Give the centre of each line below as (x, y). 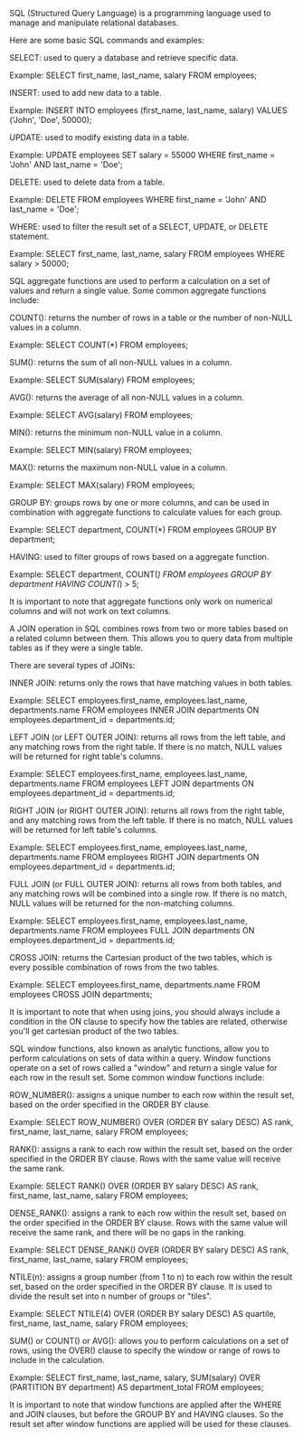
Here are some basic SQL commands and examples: (107, 40)
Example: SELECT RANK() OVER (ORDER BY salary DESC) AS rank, (134, 1186)
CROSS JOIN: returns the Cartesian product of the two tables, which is (141, 957)
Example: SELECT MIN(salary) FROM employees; (101, 450)
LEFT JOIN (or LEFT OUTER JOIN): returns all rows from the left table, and (147, 737)
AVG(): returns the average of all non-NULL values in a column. (127, 397)
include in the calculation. (57, 1360)
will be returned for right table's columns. (86, 756)
